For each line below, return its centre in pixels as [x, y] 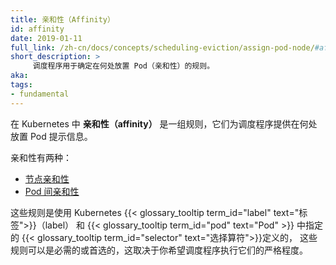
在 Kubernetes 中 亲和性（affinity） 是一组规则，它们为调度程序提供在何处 [164, 123]
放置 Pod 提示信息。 [51, 136]
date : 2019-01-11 [46, 38]
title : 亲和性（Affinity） [62, 19]
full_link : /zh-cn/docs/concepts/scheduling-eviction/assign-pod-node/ [162, 47]
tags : [21, 85]
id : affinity [37, 29]
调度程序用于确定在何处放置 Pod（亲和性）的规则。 [123, 66]
